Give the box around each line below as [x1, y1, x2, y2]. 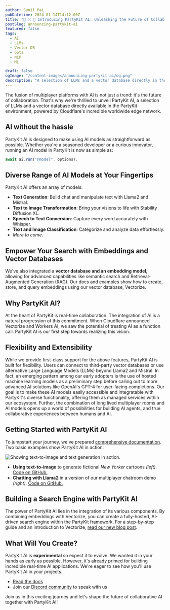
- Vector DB [10, 45, 35, 50]
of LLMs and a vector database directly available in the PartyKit [5, 103, 138, 109]
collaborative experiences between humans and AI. [5, 411, 112, 417]
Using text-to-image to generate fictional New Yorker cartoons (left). [12, 464, 157, 470]
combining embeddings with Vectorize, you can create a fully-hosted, [5, 514, 151, 520]
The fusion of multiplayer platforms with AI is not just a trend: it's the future [5, 92, 162, 98]
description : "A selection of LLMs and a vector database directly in [5, 78, 157, 83]
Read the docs [12, 579, 43, 585]
